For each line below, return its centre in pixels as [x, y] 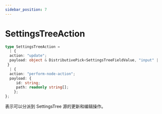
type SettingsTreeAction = [33, 47]
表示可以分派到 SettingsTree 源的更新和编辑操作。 [56, 106]
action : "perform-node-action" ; [43, 74]
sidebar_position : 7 [26, 9]
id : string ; [28, 83]
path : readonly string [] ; [42, 87]
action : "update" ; [28, 56]
